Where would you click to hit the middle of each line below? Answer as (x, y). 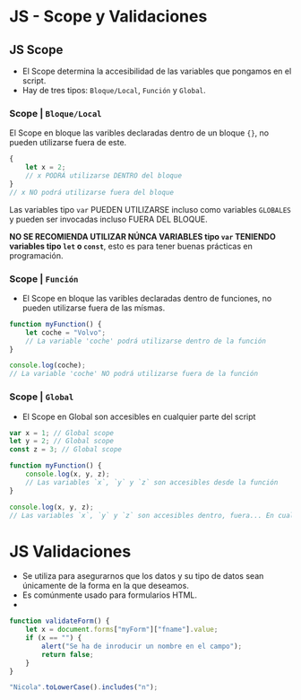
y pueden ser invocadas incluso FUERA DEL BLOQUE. (108, 219)
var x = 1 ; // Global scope (62, 433)
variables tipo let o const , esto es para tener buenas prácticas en (131, 246)
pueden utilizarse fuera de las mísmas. (94, 308)
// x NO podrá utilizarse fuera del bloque (92, 192)
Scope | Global (42, 397)
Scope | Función (44, 278)
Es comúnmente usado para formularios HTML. (110, 595)
